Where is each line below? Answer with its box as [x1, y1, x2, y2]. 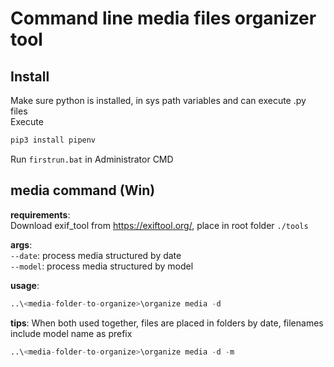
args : [10, 238, 33, 251]
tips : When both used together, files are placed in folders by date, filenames [10, 317, 324, 329]
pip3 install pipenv [10, 135, 97, 145]
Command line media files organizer [10, 7, 317, 30]
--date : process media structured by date [10, 249, 182, 261]
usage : [10, 279, 40, 291]
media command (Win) [10, 182, 156, 199]
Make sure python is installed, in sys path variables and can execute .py [10, 95, 307, 106]
